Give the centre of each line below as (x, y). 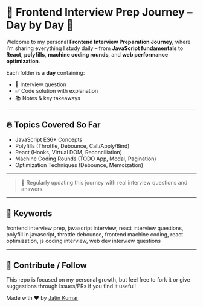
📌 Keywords (29, 214)
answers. (32, 189)
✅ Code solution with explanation (56, 90)
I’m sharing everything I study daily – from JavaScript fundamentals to (95, 48)
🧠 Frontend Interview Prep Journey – (99, 12)
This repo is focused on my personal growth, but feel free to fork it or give (98, 280)
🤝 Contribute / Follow (47, 265)
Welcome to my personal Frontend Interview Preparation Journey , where (99, 42)
